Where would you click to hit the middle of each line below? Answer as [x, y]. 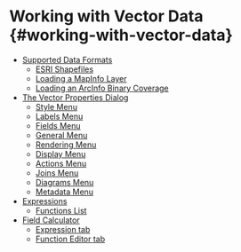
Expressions [44, 201]
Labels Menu [59, 116]
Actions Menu [61, 163]
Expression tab [63, 229]
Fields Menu [58, 125]
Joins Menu [57, 173]
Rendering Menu [66, 145]
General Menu [61, 135]
